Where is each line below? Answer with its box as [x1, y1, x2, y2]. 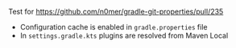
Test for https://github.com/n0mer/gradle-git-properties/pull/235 [8, 7, 224, 16]
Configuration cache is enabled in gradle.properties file [19, 22, 208, 31]
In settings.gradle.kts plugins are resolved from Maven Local [19, 31, 229, 40]
